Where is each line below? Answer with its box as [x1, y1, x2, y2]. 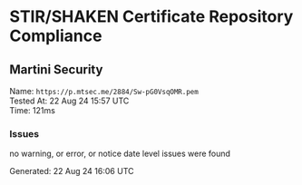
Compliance [9, 25, 102, 46]
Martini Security [9, 62, 103, 77]
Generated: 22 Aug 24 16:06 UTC [9, 166, 134, 177]
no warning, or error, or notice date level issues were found [9, 148, 231, 160]
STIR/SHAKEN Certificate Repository [9, 6, 294, 27]
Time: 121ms [9, 105, 56, 115]
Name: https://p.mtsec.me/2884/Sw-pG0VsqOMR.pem [9, 86, 200, 96]
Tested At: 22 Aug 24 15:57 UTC [9, 95, 130, 106]
